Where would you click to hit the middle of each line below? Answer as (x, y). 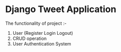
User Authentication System (42, 43)
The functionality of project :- (36, 23)
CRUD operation (30, 38)
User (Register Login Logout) (43, 33)
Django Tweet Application (61, 9)
